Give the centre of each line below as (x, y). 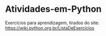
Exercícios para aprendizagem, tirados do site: (52, 23)
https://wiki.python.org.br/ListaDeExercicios (50, 28)
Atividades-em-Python (53, 9)
